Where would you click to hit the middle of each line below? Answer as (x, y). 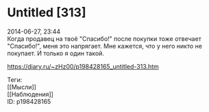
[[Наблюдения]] (30, 94)
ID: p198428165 (29, 101)
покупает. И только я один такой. (56, 53)
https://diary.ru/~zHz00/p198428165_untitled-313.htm (83, 66)
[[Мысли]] (22, 87)
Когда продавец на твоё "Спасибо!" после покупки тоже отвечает (104, 38)
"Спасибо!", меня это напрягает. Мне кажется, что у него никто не (104, 46)
